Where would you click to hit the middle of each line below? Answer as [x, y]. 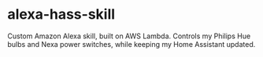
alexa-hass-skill [61, 14]
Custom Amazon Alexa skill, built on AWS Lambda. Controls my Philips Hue [129, 36]
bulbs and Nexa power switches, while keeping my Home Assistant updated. [131, 44]
